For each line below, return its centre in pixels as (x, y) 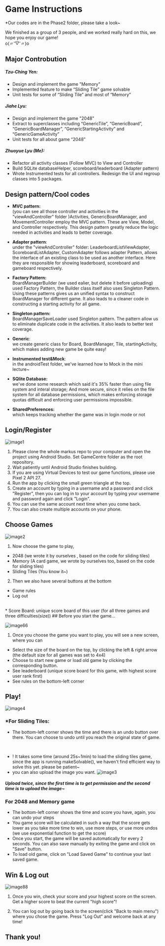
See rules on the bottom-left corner (48, 681)
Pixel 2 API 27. (27, 477)
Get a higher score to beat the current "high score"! (65, 902)
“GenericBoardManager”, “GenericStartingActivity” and (68, 129)
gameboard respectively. (37, 268)
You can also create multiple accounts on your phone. (67, 509)
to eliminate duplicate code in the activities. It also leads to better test (83, 324)
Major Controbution (36, 59)
